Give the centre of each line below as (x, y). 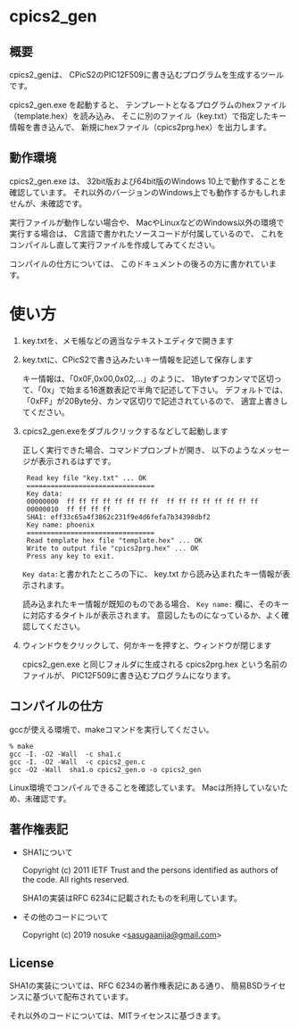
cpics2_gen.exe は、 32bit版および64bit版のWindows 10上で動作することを (148, 181)
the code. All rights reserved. (75, 880)
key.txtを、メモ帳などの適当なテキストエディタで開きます (128, 340)
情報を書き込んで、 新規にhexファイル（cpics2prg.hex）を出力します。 (140, 127)
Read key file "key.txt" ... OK (87, 478)
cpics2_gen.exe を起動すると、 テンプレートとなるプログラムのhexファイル (148, 105)
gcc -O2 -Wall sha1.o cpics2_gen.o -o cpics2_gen (105, 769)
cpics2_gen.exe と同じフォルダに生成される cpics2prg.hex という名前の (155, 664)
